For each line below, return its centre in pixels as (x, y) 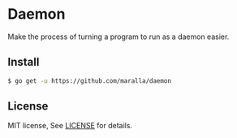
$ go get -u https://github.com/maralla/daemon (90, 81)
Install (24, 62)
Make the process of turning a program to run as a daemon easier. (118, 37)
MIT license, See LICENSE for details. (70, 126)
